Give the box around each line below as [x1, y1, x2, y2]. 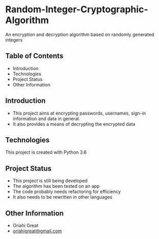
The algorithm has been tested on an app [12, 183, 100, 189]
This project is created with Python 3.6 [5, 149, 87, 156]
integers [5, 37, 23, 43]
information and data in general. [12, 115, 80, 121]
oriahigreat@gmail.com [12, 228, 62, 234]
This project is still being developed [12, 178, 88, 184]
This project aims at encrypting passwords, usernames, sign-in [12, 110, 146, 116]
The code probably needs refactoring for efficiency [12, 188, 121, 195]
